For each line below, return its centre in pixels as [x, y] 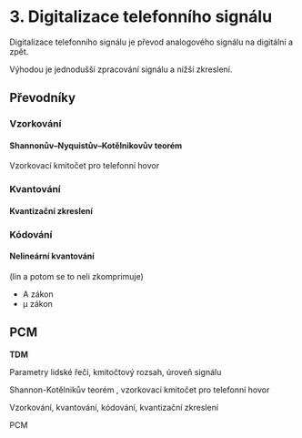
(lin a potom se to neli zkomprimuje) [76, 277]
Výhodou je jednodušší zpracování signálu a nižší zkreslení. [121, 69]
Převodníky [42, 98]
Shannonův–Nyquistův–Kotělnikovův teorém [96, 145]
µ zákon [37, 304]
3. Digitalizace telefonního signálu [141, 17]
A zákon [38, 294]
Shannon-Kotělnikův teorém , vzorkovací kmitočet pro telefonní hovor [140, 390]
